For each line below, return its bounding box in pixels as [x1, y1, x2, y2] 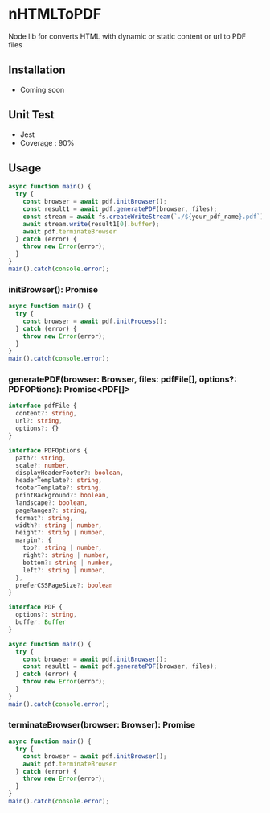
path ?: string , [15, 454, 67, 462]
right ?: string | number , [22, 551, 110, 559]
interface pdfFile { [8, 402, 78, 411]
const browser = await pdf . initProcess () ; [22, 317, 167, 325]
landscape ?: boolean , [15, 498, 88, 507]
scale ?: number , [15, 461, 70, 469]
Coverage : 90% [19, 138, 75, 147]
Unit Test [8, 108, 55, 122]
